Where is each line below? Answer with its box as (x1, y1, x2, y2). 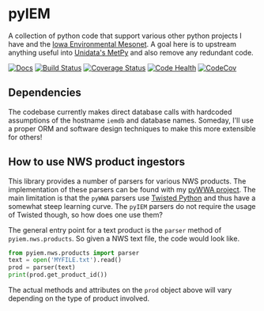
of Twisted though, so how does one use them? (8, 210, 164, 219)
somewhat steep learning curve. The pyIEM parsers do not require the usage (8, 201, 256, 210)
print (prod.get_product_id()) (8, 271, 108, 279)
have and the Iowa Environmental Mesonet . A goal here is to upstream (8, 39, 237, 48)
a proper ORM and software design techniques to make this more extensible (8, 123, 256, 133)
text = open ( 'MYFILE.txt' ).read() (8, 256, 123, 264)
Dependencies (8, 86, 81, 100)
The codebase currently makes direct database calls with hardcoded (8, 107, 232, 116)
